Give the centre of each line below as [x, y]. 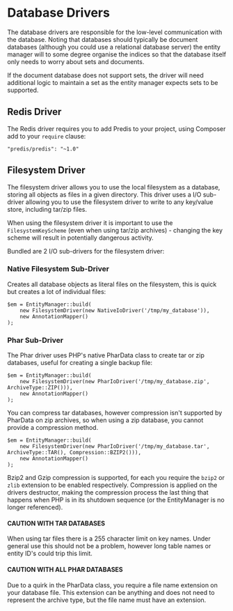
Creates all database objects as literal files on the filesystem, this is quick [112, 284]
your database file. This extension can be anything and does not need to [111, 592]
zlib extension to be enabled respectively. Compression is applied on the [112, 485]
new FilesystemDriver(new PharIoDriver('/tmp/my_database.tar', [115, 447]
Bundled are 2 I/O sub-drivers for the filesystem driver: [86, 251]
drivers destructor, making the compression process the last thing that [108, 493]
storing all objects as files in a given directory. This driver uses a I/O [104, 194]
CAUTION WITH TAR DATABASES [56, 523]
